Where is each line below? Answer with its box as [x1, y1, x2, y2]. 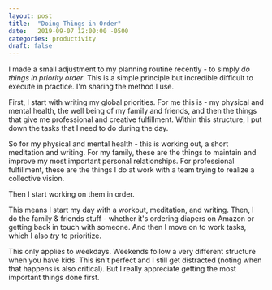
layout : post [8, 11, 53, 20]
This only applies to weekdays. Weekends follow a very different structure [8, 247, 256, 257]
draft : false [8, 42, 53, 50]
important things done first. [8, 273, 100, 283]
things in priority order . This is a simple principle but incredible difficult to [8, 73, 254, 83]
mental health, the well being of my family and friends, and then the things [8, 106, 257, 116]
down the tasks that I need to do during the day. [8, 123, 169, 133]
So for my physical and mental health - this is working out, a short [8, 139, 229, 149]
